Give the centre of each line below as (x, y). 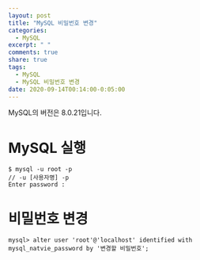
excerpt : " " (30, 45)
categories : (28, 30)
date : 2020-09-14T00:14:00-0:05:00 (67, 89)
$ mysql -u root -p (40, 170)
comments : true (33, 52)
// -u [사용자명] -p (39, 178)
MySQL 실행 (47, 148)
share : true (28, 60)
